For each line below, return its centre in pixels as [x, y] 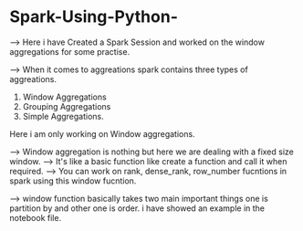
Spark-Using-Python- [94, 17]
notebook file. [36, 217]
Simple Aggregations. [63, 116]
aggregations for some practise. [70, 51]
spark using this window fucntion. [73, 181]
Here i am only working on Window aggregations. [102, 133]
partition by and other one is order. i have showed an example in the [137, 208]
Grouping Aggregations [67, 106]
